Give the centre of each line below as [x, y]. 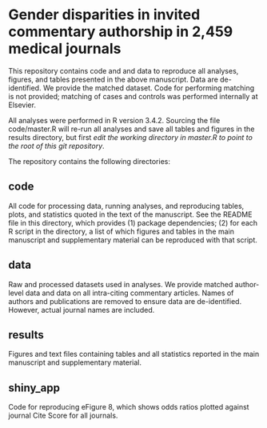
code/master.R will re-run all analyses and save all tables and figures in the [132, 129]
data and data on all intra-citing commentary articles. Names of [130, 293]
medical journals [65, 49]
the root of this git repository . [57, 146]
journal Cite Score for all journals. [63, 416]
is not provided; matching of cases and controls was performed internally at [133, 96]
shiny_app [34, 388]
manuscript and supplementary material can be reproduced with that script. [133, 240]
